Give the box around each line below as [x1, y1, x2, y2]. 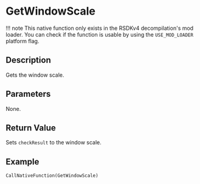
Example [5, 157, 40, 167]
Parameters [5, 89, 51, 99]
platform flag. [5, 37, 40, 44]
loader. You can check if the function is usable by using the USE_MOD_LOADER [5, 30, 194, 38]
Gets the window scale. [5, 71, 64, 79]
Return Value [5, 122, 56, 133]
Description [5, 55, 51, 65]
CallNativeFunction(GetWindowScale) [5, 172, 98, 179]
